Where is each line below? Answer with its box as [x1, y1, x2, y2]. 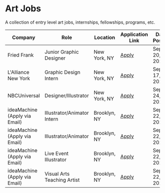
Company [12, 34, 35, 41]
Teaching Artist [44, 176, 80, 183]
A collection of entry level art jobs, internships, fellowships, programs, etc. [5, 19, 156, 25]
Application [120, 31, 148, 37]
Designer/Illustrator [44, 92, 89, 99]
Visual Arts [44, 170, 70, 177]
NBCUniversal [7, 92, 40, 99]
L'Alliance [7, 68, 29, 75]
